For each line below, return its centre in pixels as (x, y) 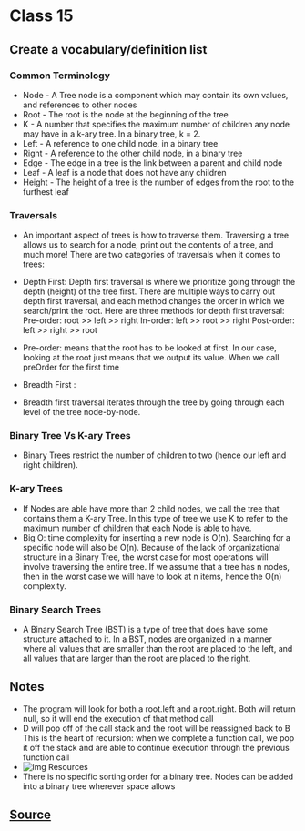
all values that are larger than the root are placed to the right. (137, 659)
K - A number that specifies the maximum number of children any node (156, 124)
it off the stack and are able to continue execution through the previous (156, 747)
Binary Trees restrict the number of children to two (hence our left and (154, 455)
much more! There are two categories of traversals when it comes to (151, 255)
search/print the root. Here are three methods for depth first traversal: (153, 311)
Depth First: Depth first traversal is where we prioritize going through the (159, 282)
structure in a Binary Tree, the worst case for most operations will (145, 557)
